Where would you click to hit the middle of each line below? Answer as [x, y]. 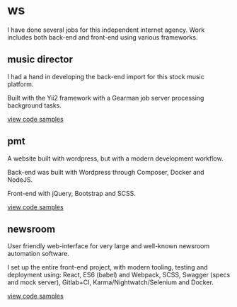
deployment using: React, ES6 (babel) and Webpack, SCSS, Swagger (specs [119, 275]
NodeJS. [20, 180]
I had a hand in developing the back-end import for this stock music [106, 76]
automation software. [38, 254]
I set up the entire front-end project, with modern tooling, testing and [108, 267]
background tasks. [35, 105]
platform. [21, 84]
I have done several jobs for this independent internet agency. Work [106, 30]
